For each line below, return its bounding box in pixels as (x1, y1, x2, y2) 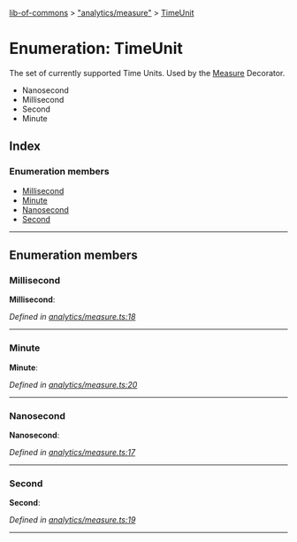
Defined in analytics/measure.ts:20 (9, 379, 138, 390)
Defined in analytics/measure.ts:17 (9, 446, 135, 457)
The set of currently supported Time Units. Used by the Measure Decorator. (9, 67, 286, 78)
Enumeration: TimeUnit (9, 39, 184, 58)
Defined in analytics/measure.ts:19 (9, 515, 136, 525)
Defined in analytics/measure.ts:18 (9, 312, 136, 322)
